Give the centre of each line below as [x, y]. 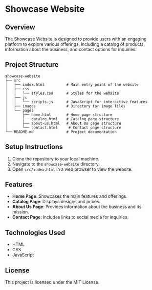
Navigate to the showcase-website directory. [56, 164]
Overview [20, 27]
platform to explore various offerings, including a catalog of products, [75, 44]
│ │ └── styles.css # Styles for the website [62, 93]
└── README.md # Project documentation [61, 132]
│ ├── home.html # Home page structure [59, 115]
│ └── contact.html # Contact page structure [63, 128]
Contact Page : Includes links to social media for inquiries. [70, 217]
